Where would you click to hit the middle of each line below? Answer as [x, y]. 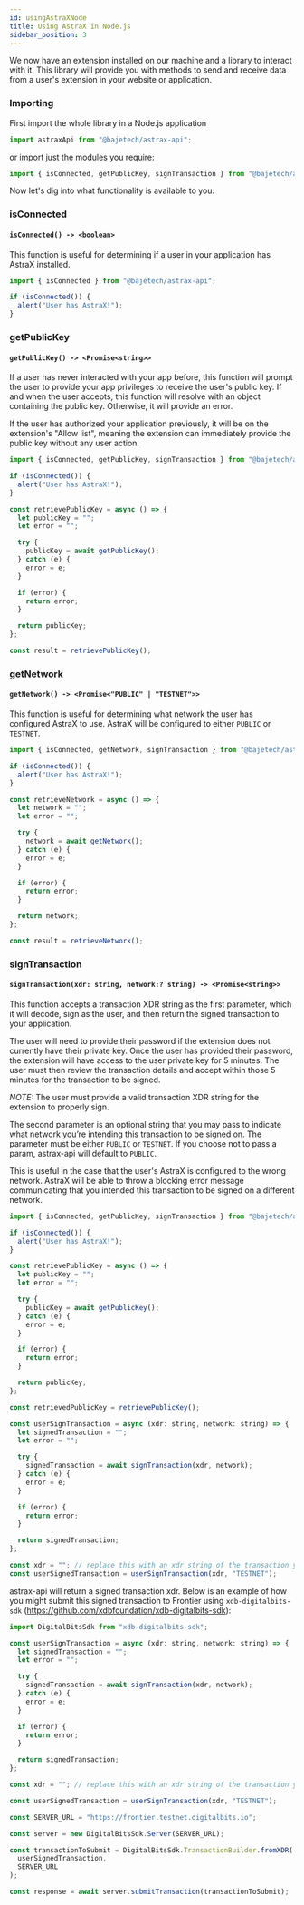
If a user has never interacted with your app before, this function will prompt [151, 377]
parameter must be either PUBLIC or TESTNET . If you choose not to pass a [143, 1143]
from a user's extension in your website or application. [111, 80]
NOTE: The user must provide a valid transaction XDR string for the [134, 1097]
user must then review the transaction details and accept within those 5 [142, 1070]
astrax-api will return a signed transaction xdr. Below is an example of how [148, 1591]
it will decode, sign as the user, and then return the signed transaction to [144, 1013]
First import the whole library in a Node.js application [108, 122]
